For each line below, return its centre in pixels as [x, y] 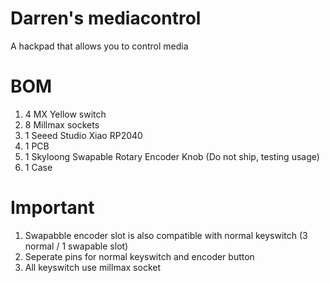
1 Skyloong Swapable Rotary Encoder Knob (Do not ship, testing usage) [172, 156]
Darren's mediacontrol [106, 18]
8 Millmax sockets [62, 124]
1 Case [38, 167]
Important [52, 208]
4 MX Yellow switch [65, 114]
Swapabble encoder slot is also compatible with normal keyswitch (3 [166, 235]
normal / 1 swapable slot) [76, 246]
